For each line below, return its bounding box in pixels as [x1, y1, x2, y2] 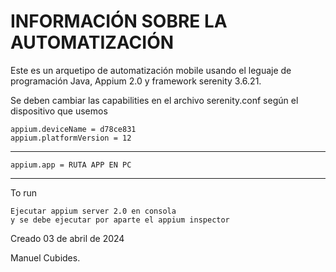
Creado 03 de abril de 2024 [10, 232, 125, 244]
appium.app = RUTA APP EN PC [10, 160, 132, 170]
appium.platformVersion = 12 [10, 133, 132, 143]
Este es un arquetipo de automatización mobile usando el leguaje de [10, 64, 292, 76]
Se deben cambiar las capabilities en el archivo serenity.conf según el [10, 94, 299, 106]
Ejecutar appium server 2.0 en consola [10, 206, 177, 216]
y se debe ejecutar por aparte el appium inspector [10, 215, 230, 225]
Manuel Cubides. [10, 251, 81, 264]
